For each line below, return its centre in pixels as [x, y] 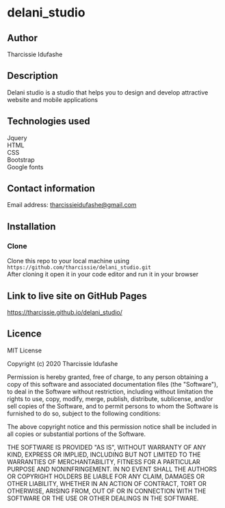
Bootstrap [21, 160]
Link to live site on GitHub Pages [77, 296]
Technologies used [49, 121]
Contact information [51, 189]
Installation [31, 227]
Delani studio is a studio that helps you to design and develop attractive [108, 92]
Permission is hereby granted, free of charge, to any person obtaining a [108, 377]
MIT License [25, 350]
